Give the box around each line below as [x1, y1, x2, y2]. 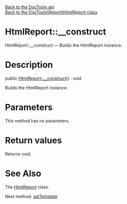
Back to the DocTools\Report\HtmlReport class [5, 9, 98, 15]
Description [5, 59, 53, 70]
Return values [5, 135, 62, 146]
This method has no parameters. [5, 118, 70, 123]
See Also [5, 168, 42, 179]
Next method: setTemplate [5, 193, 58, 199]
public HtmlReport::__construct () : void [5, 75, 82, 81]
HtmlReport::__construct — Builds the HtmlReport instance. [5, 42, 123, 48]
